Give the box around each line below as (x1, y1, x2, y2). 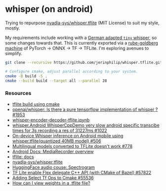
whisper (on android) (5, 3, 93, 15)
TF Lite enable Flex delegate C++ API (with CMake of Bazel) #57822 (12, 169, 152, 175)
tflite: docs (12, 153, 34, 159)
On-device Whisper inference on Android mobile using (12, 133, 124, 139)
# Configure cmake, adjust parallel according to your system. (5, 69, 138, 74)
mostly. (5, 25, 20, 31)
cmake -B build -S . (5, 73, 48, 79)
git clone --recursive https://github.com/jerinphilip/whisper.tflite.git (5, 60, 163, 65)
